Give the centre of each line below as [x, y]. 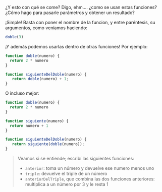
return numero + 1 [29, 125]
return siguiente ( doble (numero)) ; [48, 144]
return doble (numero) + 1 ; [40, 79]
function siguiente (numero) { [37, 121]
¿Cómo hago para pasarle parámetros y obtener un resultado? [70, 13]
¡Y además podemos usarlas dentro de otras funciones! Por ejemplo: [76, 46]
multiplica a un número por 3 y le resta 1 [67, 184]
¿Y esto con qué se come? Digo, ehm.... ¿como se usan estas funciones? [81, 7]
